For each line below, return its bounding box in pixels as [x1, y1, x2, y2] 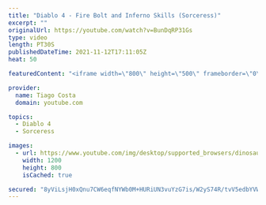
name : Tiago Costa [15, 91, 77, 99]
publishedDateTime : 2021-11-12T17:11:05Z [8, 48, 147, 56]
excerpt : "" [8, 19, 47, 27]
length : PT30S [8, 41, 55, 49]
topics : [8, 113, 34, 121]
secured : [8, 185, 37, 193]
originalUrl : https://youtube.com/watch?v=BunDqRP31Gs [8, 26, 193, 34]
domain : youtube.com [15, 99, 83, 106]
